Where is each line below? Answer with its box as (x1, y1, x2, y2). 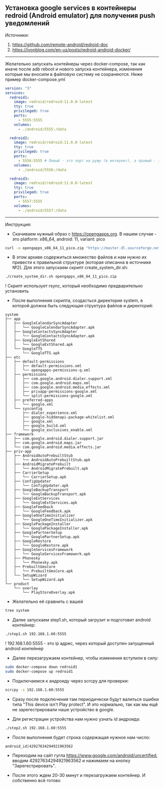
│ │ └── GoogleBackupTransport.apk (5, 492, 86, 497)
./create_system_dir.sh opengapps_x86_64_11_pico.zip (5, 274, 117, 279)
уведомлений (5, 19, 50, 27)
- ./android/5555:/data (18, 127, 67, 131)
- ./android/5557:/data (18, 208, 67, 213)
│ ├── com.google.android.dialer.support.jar (5, 436, 104, 441)
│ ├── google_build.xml (5, 424, 67, 428)
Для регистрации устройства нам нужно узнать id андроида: (12, 716, 141, 722)
